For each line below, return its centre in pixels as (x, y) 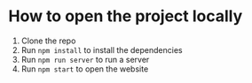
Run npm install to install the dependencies (102, 49)
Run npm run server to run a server (85, 59)
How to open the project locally (126, 16)
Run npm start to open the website (85, 69)
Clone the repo (48, 41)
